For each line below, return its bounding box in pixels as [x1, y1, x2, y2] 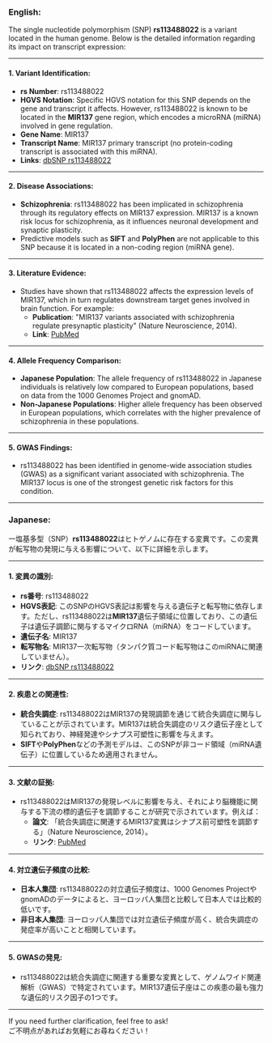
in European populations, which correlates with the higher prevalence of [19, 408, 261, 418]
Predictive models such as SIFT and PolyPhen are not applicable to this [19, 233, 260, 243]
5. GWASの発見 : [8, 952, 63, 962]
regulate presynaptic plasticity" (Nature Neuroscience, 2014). [32, 321, 237, 330]
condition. [19, 487, 54, 496]
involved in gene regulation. [19, 121, 113, 130]
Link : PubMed [32, 329, 79, 338]
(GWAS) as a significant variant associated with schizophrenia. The [19, 469, 244, 479]
